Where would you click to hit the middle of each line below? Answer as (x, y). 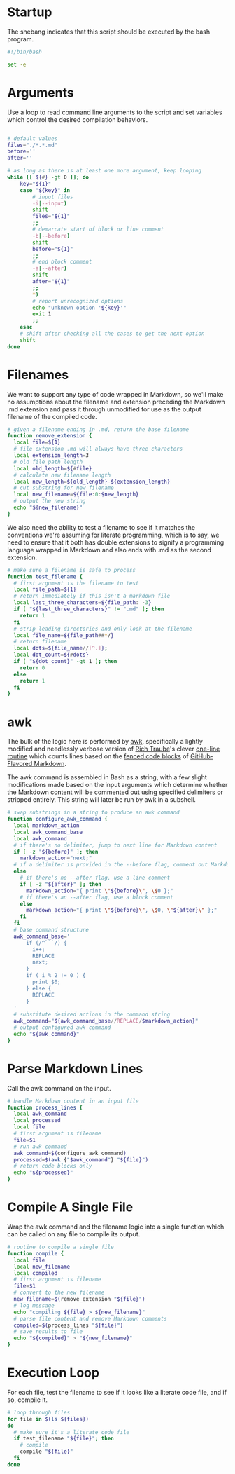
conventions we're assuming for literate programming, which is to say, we (113, 535)
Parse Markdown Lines (75, 1069)
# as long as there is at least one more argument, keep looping (104, 171)
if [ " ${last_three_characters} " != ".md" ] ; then (89, 609)
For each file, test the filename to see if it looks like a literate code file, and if (117, 1392)
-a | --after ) (50, 268)
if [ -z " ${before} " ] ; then (56, 852)
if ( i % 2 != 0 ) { (56, 976)
